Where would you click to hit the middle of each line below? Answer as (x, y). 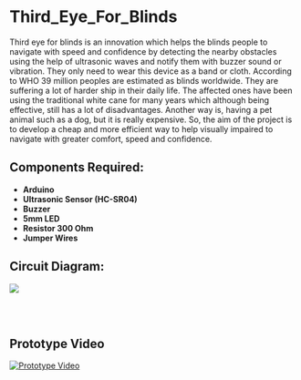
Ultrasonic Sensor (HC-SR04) (80, 199)
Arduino (38, 190)
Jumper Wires (50, 238)
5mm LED (41, 218)
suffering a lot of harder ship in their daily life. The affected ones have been (151, 90)
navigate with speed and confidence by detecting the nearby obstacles (143, 51)
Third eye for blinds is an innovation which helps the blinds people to (139, 42)
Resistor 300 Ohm (58, 228)
